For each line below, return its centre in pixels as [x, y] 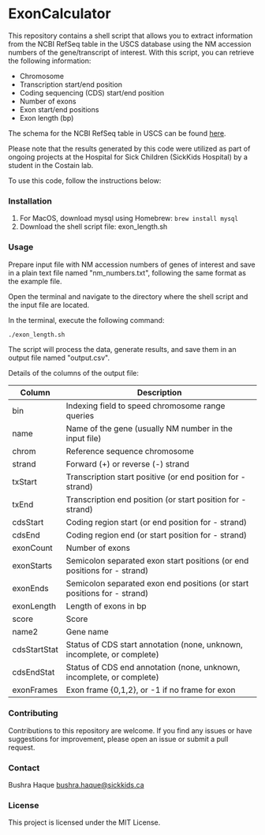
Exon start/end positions [59, 109]
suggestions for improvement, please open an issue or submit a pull [118, 739]
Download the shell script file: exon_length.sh [93, 227]
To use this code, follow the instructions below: [85, 180]
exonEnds [30, 588]
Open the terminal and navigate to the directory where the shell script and [128, 296]
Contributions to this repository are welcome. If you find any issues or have [130, 730]
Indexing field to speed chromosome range [146, 406]
